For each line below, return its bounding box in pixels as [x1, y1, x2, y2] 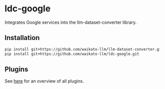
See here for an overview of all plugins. [4, 78, 84, 84]
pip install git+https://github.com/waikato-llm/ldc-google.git [4, 51, 139, 56]
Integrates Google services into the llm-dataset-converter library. [4, 19, 137, 25]
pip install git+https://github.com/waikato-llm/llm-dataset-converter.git [4, 46, 164, 52]
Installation [4, 34, 40, 42]
